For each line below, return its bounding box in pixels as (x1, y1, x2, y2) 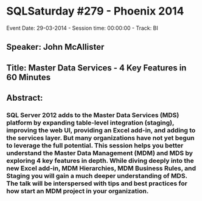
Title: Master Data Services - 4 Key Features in (6, 63, 187, 73)
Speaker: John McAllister (6, 42, 105, 52)
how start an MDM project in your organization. (6, 187, 149, 196)
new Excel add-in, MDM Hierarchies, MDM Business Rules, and (6, 164, 197, 172)
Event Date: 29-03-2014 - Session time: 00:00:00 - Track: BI (6, 24, 158, 32)
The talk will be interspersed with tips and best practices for (6, 179, 187, 188)
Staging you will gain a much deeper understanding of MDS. (6, 172, 187, 180)
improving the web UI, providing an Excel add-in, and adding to (6, 126, 196, 135)
